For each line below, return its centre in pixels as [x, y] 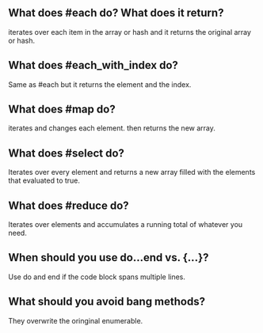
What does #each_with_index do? [93, 65]
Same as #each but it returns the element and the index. [100, 84]
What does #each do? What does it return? [116, 13]
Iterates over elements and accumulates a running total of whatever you [126, 225]
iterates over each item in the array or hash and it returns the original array [130, 32]
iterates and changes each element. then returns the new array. [112, 128]
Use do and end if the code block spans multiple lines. [97, 277]
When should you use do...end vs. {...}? [109, 257]
